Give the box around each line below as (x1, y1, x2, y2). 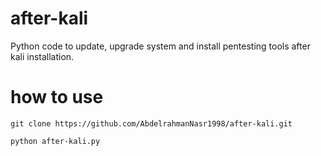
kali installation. (10, 50, 75, 62)
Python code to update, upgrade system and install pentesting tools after (10, 40, 311, 52)
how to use (10, 86, 104, 109)
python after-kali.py (10, 136, 101, 146)
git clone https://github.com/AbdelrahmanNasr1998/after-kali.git (10, 118, 293, 129)
